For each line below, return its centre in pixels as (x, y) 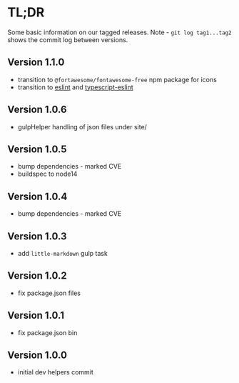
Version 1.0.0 (37, 355)
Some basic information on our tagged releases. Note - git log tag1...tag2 (119, 32)
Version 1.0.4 (37, 196)
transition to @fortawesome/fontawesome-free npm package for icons (117, 79)
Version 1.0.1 (36, 315)
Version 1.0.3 (37, 236)
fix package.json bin (47, 332)
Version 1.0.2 (37, 276)
